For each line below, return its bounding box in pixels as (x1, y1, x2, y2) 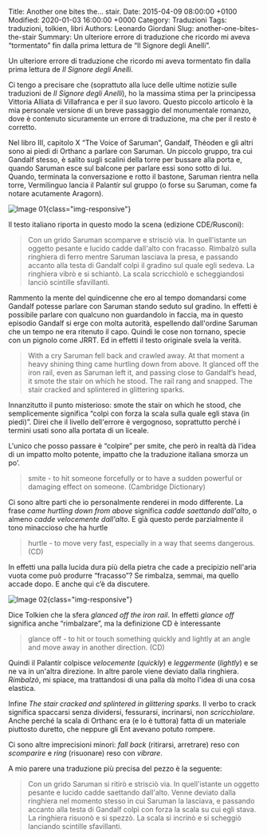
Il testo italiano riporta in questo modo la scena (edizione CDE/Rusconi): (8, 219, 245, 229)
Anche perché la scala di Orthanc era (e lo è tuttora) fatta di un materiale (8, 716, 246, 725)
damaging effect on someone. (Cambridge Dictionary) (27, 482, 206, 492)
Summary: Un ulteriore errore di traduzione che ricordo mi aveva (37, 32, 250, 41)
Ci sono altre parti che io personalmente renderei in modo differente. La (8, 498, 243, 507)
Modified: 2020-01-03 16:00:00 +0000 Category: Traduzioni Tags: (8, 15, 227, 25)
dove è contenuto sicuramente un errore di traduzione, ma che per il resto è (8, 114, 257, 123)
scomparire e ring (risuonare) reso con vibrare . (8, 748, 163, 757)
